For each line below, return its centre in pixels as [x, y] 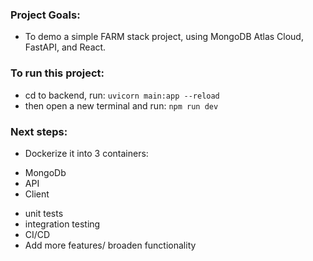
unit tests [44, 213]
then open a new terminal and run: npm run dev [121, 105]
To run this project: [57, 73]
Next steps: [39, 131]
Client [37, 194]
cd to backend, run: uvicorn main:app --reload [122, 95]
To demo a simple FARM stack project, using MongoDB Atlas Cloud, [164, 37]
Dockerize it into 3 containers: [86, 153]
